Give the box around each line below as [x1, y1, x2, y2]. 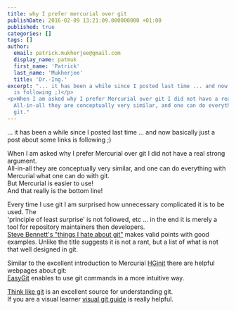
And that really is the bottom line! [7, 186, 103, 194]
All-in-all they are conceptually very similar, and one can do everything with [7, 163, 226, 173]
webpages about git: [7, 266, 67, 275]
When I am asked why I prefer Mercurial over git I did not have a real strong [7, 149, 225, 157]
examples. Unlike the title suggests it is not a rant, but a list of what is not [7, 237, 219, 246]
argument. [7, 156, 37, 165]
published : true [7, 23, 55, 30]
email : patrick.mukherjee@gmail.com [13, 50, 121, 57]
